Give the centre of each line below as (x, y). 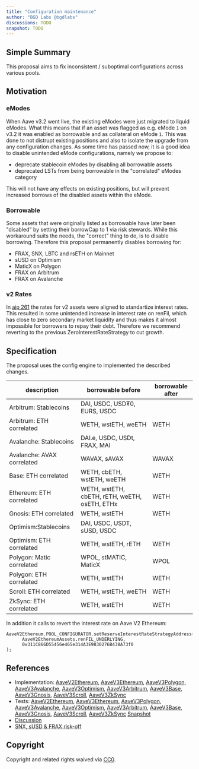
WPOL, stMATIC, (104, 558)
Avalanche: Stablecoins (41, 442)
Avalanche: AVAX (33, 455)
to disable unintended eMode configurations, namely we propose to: (89, 153)
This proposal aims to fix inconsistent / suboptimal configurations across (95, 67)
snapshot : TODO (25, 28)
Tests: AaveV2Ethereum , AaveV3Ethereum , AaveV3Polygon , (88, 701)
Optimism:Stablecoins (39, 527)
